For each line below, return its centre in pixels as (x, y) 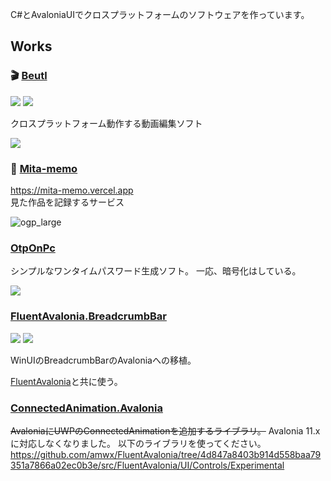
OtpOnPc (33, 248)
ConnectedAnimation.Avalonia (86, 408)
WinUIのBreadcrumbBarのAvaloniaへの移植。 (103, 360)
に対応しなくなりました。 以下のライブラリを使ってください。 (138, 443)
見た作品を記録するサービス (67, 202)
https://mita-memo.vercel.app (72, 190)
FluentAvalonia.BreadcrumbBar (88, 316)
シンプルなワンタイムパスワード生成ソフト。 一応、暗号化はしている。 (156, 271)
